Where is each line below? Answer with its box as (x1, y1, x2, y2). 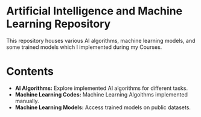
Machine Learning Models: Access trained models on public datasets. (14, 104, 191, 111)
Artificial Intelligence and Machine (6, 4, 183, 18)
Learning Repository (6, 17, 111, 31)
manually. (14, 97, 39, 104)
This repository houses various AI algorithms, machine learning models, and (6, 37, 196, 44)
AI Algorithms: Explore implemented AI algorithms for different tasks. (14, 84, 188, 92)
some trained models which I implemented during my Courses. (6, 43, 162, 51)
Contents (6, 65, 54, 78)
